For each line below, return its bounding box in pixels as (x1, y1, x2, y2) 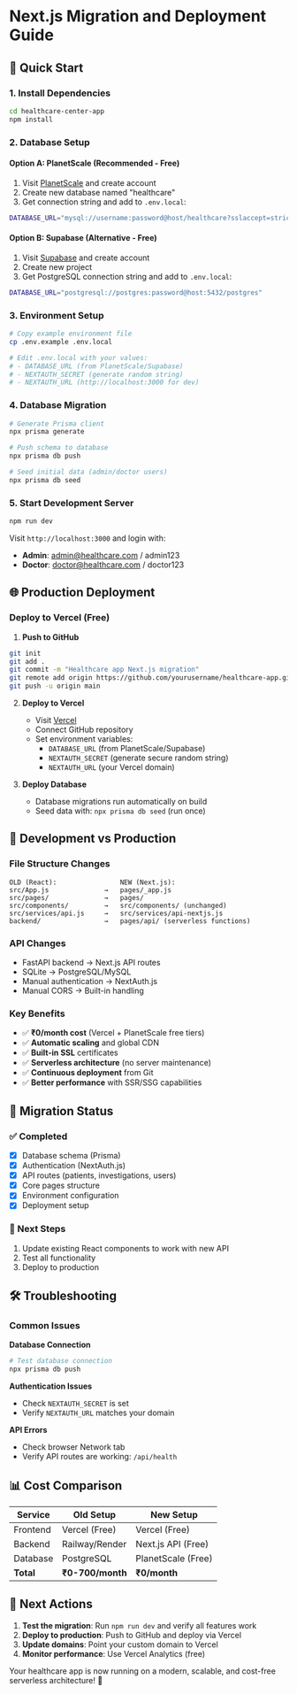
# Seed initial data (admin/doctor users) (9, 467, 168, 477)
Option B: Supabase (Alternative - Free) (9, 233, 157, 243)
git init (9, 649, 42, 658)
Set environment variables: (34, 734, 133, 744)
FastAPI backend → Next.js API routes (21, 958, 161, 968)
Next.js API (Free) (135, 1537, 209, 1550)
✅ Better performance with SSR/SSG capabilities (21, 1077, 202, 1088)
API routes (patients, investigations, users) (21, 1170, 177, 1181)
